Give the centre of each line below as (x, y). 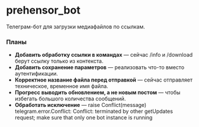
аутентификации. (36, 74)
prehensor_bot (44, 10)
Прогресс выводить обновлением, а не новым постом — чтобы (97, 93)
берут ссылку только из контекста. (59, 61)
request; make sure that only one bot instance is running (84, 118)
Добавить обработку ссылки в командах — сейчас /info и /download (104, 55)
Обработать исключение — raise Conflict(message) (81, 105)
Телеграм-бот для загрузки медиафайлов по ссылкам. (76, 27)
